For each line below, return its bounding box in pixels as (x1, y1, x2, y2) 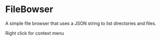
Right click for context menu (5, 30, 64, 36)
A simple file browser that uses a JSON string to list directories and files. (5, 20, 156, 26)
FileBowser (5, 4, 54, 15)
